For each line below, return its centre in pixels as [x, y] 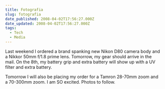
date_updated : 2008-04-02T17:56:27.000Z [48, 23]
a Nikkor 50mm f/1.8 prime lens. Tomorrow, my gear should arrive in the [79, 56]
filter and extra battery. [29, 67]
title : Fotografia [24, 10]
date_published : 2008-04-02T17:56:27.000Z [50, 19]
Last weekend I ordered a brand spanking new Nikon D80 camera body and [83, 51]
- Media [18, 38]
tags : [11, 28]
